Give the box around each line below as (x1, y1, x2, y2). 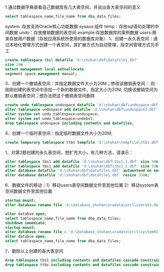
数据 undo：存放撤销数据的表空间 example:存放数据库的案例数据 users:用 (9, 29, 157, 35)
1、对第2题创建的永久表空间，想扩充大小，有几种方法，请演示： (5, 149, 134, 155)
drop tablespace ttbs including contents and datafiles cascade (5, 262, 139, 267)
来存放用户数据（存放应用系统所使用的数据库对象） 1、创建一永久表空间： (5, 36, 154, 42)
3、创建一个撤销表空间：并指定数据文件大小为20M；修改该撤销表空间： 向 (5, 81, 155, 86)
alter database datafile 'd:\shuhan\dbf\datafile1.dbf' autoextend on (5, 168, 152, 173)
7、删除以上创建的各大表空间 (5, 248, 63, 254)
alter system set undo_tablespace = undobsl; (5, 116, 95, 121)
